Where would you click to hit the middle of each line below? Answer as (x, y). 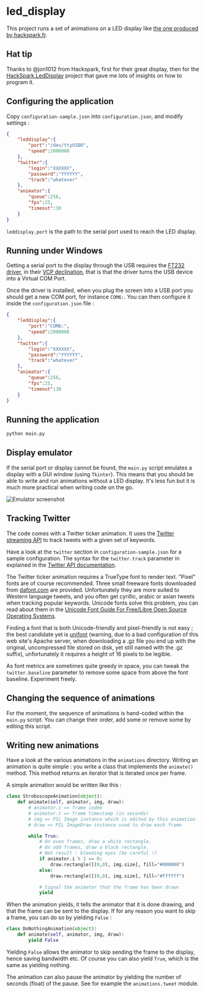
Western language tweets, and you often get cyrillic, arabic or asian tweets (100, 596)
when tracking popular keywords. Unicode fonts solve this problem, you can (102, 603)
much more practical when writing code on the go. (70, 487)
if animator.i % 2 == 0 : (71, 859)
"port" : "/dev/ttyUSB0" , (58, 146)
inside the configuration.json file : (50, 304)
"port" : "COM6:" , (49, 326)
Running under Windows (54, 250)
